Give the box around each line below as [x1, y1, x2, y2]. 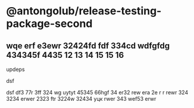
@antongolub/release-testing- [6, 4, 162, 18]
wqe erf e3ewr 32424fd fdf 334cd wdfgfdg [6, 41, 170, 51]
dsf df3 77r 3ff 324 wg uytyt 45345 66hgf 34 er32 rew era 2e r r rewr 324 [6, 89, 189, 96]
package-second [6, 17, 93, 30]
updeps [6, 66, 25, 73]
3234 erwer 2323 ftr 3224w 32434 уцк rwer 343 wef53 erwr [6, 95, 157, 102]
